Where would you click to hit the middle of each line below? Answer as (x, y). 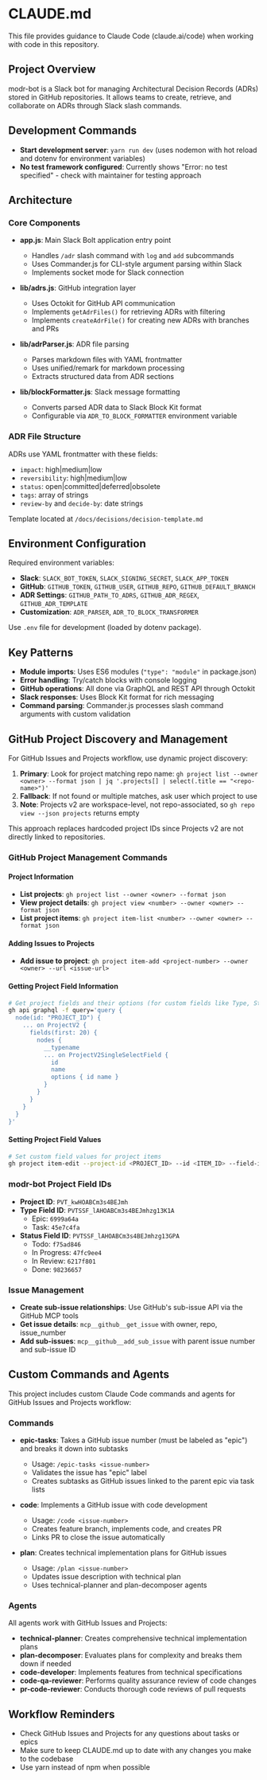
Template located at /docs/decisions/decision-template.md (106, 518)
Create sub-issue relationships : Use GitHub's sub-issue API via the (131, 1307)
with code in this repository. (54, 44)
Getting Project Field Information (64, 986)
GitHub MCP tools (49, 1316)
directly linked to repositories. (57, 836)
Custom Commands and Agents (89, 1375)
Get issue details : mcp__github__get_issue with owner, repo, (118, 1324)
